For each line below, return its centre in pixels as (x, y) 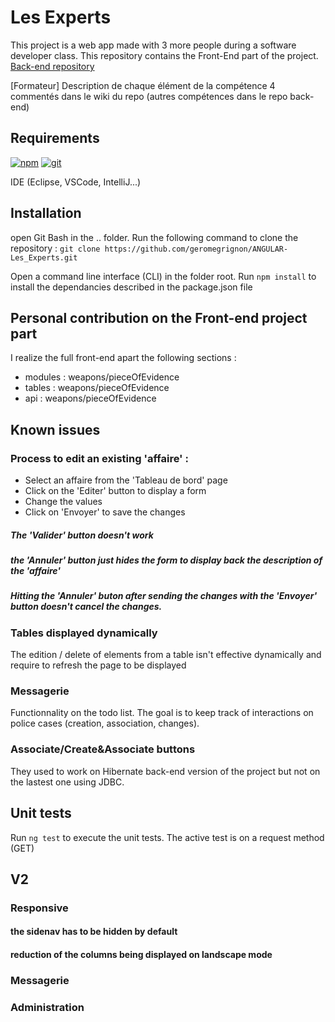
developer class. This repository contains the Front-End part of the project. (164, 55)
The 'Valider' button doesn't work (82, 535)
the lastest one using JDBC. (67, 782)
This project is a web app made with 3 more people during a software (153, 45)
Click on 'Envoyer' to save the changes (105, 512)
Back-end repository (52, 66)
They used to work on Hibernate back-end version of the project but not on (165, 771)
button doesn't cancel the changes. (86, 607)
